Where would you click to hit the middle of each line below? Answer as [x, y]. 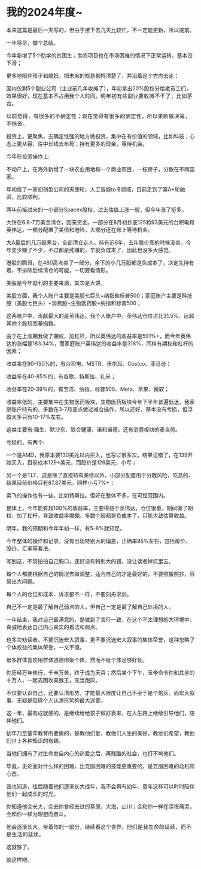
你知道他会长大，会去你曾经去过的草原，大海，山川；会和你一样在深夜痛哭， [100, 806]
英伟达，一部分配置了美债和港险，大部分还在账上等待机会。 [80, 230]
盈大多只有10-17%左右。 [36, 417]
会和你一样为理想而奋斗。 [38, 814]
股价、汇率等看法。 [30, 548]
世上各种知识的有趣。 [37, 740]
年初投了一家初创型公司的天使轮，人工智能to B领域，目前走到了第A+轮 [93, 189]
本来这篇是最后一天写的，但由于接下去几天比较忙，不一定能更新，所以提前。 [100, 30]
